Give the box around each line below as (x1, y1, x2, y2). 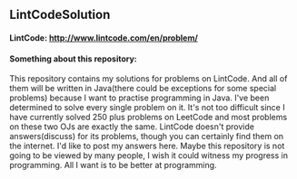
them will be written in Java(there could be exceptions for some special (9, 83, 277, 94)
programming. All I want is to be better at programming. (9, 160, 217, 171)
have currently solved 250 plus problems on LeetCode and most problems (9, 112, 288, 123)
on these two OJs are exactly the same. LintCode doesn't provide (9, 121, 254, 132)
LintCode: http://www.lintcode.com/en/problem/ (9, 32, 198, 43)
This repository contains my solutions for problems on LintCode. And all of (9, 73, 288, 84)
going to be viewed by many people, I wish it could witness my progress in (9, 150, 289, 161)
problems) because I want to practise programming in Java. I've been (9, 92, 270, 103)
